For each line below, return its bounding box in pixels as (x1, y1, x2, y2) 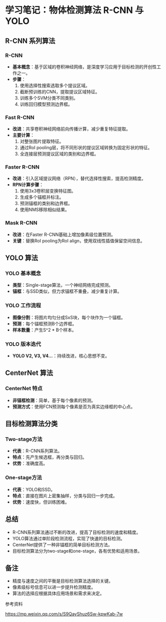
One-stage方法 (5, 474, 42, 481)
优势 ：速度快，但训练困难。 (12, 499, 70, 505)
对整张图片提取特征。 (19, 138, 64, 145)
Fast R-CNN (5, 114, 35, 121)
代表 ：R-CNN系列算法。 (12, 448, 62, 454)
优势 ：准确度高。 (12, 460, 48, 466)
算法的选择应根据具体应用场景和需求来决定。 (12, 591, 105, 597)
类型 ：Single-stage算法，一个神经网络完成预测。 (12, 282, 113, 288)
